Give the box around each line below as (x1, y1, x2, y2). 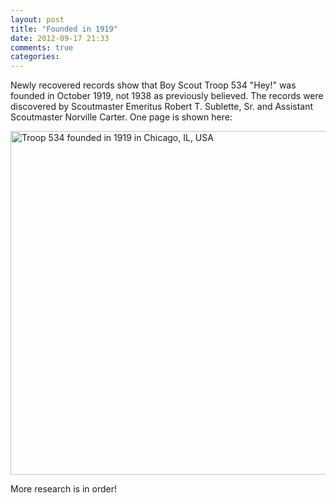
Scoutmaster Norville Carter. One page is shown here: (10, 111, 233, 123)
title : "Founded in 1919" (10, 24, 118, 34)
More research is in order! (10, 483, 117, 495)
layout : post (10, 14, 65, 25)
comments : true (10, 42, 74, 53)
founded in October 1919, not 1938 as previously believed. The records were (10, 90, 324, 102)
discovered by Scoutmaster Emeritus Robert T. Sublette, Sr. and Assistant (10, 101, 314, 113)
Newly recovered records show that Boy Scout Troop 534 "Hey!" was (10, 79, 297, 91)
